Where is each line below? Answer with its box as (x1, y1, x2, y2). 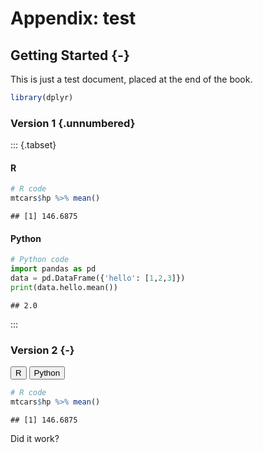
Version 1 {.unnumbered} (10, 116, 136, 130)
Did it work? (10, 432, 60, 444)
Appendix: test (10, 7, 137, 30)
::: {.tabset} (10, 139, 57, 151)
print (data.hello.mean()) (10, 282, 118, 292)
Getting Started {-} (10, 47, 130, 64)
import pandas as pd (10, 264, 97, 274)
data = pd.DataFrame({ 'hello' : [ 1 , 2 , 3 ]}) (10, 273, 186, 284)
